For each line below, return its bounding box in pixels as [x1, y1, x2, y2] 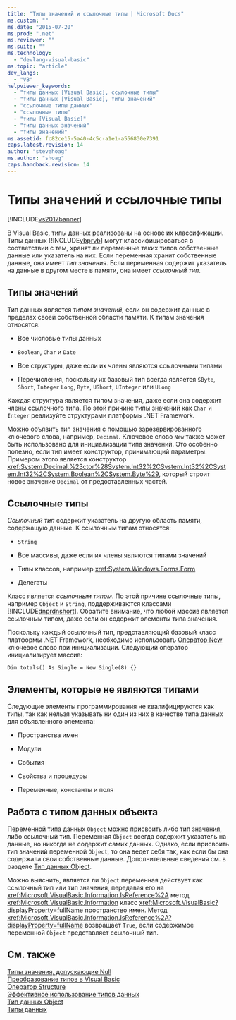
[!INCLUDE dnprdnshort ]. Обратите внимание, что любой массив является [7, 607, 229, 616]
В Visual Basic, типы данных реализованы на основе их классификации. [7, 229, 224, 237]
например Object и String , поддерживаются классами [7, 600, 172, 608]
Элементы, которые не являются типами [7, 684, 199, 696]
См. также [7, 949, 56, 961]
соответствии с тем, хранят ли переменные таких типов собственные [7, 243, 219, 252]
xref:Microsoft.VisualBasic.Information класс [7, 898, 138, 906]
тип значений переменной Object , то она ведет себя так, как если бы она [7, 847, 229, 856]
